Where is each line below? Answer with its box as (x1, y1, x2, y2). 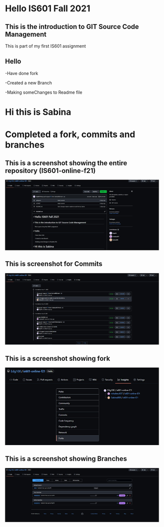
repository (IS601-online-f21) (5, 166, 96, 175)
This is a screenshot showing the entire (5, 159, 127, 167)
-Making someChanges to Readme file (5, 89, 82, 95)
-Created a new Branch (5, 79, 52, 86)
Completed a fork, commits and (5, 129, 136, 140)
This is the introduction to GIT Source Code (5, 23, 139, 31)
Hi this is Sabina (5, 106, 72, 118)
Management (5, 30, 47, 38)
